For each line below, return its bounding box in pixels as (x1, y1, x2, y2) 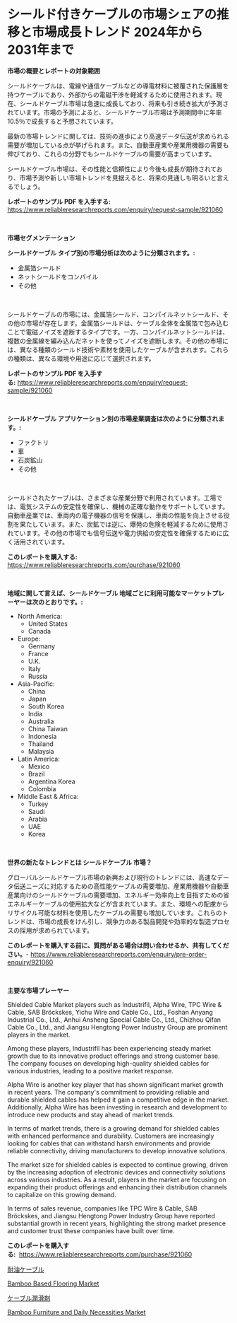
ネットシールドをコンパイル (17, 272, 99, 281)
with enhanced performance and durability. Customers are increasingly (7, 1131, 214, 1140)
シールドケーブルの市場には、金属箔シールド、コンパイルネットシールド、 (7, 310, 224, 318)
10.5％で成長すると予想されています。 (7, 117, 118, 125)
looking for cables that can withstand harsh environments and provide (7, 1139, 211, 1148)
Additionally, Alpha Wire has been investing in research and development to (7, 1102, 227, 1111)
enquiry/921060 (7, 957, 54, 966)
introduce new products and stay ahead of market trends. (7, 1110, 175, 1119)
